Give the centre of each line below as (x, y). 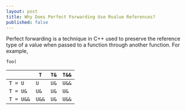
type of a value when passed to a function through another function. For (93, 45)
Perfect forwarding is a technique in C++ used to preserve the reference (93, 39)
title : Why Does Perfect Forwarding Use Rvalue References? (81, 17)
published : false (27, 22)
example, (17, 51)
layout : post (22, 11)
